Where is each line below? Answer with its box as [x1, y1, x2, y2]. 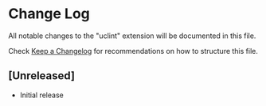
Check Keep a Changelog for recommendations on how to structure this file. [8, 46, 259, 55]
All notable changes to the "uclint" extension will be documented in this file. [8, 31, 256, 40]
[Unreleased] [8, 69, 76, 83]
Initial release [19, 90, 64, 100]
